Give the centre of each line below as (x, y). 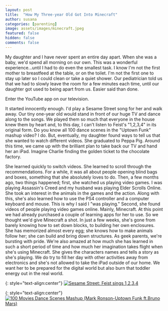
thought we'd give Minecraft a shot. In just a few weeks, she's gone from (80, 220)
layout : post (19, 10)
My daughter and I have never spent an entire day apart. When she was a (81, 57)
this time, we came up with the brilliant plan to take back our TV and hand (81, 146)
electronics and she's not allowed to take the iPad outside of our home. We (83, 263)
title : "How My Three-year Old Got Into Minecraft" (61, 15)
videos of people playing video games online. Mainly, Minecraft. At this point (84, 209)
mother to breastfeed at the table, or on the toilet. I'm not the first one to (79, 73)
